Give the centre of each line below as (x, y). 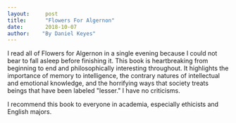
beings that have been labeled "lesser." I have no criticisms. (94, 91)
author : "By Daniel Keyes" (52, 33)
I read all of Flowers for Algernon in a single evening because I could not (112, 53)
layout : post (33, 14)
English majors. (30, 112)
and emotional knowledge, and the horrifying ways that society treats (108, 83)
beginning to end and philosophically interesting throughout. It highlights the (118, 68)
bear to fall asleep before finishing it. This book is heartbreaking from (108, 61)
